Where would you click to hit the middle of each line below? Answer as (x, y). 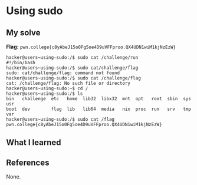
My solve (23, 33)
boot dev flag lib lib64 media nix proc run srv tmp (99, 109)
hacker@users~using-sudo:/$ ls (45, 94)
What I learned (34, 143)
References (28, 162)
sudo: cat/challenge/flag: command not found (63, 73)
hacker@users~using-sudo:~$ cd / (47, 88)
